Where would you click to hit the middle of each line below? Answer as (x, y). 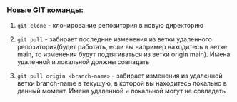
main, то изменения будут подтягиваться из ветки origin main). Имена (123, 54)
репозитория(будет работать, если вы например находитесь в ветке (122, 47)
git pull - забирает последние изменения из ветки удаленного (114, 39)
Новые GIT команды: (45, 10)
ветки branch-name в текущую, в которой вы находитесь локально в (122, 83)
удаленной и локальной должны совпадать (83, 62)
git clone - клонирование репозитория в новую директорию (110, 26)
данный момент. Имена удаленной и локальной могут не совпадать (121, 91)
